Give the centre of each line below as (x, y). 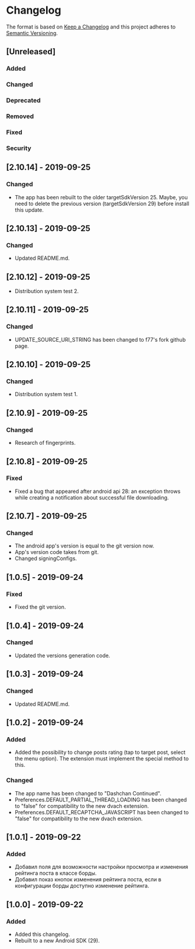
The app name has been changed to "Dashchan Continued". (88, 793)
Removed (20, 116)
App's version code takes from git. (57, 552)
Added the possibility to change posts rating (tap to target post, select (100, 752)
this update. (29, 210)
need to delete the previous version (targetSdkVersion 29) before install (102, 203)
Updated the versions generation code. (62, 655)
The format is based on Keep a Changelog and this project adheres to (91, 27)
